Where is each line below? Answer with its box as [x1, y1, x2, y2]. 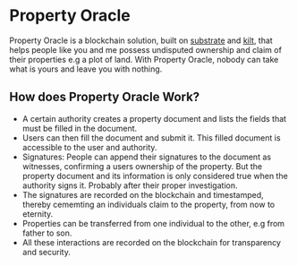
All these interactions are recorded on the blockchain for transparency [21, 236, 282, 247]
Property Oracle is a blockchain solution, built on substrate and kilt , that [9, 35, 273, 46]
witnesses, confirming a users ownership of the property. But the [21, 160, 262, 171]
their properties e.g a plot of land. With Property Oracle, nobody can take [9, 54, 279, 64]
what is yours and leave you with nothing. [9, 64, 163, 74]
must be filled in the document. [21, 123, 138, 133]
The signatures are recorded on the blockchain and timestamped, [21, 189, 264, 200]
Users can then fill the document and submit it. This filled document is [21, 132, 281, 143]
